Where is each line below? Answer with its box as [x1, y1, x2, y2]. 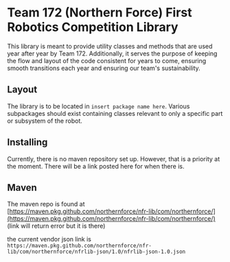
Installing [7, 136, 48, 148]
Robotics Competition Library [7, 19, 179, 35]
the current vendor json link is [7, 235, 91, 243]
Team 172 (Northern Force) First [7, 5, 192, 21]
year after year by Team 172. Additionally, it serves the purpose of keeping [7, 49, 218, 58]
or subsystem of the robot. [7, 117, 82, 125]
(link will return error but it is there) [7, 222, 106, 230]
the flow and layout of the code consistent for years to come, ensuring [7, 56, 207, 64]
